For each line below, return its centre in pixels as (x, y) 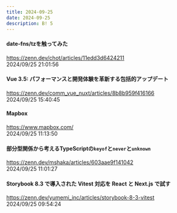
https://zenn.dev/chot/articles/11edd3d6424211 (65, 58)
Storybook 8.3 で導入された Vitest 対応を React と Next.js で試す (88, 184)
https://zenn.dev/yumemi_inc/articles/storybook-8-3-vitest (80, 198)
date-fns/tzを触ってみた (37, 43)
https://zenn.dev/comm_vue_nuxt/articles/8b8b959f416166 (80, 93)
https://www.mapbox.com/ (40, 127)
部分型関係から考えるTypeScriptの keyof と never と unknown (79, 148)
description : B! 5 (30, 23)
